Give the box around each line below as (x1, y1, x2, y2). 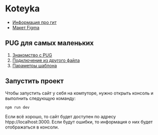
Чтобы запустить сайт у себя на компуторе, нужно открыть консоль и (5, 90, 154, 96)
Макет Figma (12, 24, 39, 30)
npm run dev (5, 105, 30, 110)
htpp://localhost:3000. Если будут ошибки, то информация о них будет (5, 119, 153, 125)
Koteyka (5, 3, 40, 14)
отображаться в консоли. (5, 124, 59, 130)
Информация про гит (12, 19, 57, 25)
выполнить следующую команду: (5, 95, 76, 101)
